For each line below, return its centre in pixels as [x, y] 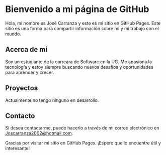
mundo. [13, 34]
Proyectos [22, 88]
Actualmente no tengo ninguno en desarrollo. [52, 100]
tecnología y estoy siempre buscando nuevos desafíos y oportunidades [79, 67]
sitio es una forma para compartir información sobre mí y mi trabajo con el [82, 28]
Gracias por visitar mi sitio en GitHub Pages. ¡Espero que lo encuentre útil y [83, 143]
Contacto [20, 116]
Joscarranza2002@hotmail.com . [39, 133]
